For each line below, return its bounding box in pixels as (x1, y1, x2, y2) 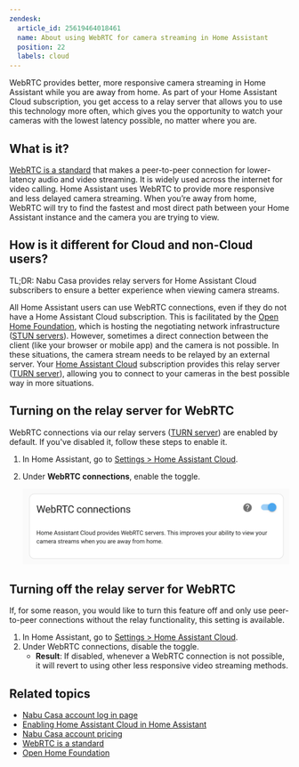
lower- (246, 165, 271, 175)
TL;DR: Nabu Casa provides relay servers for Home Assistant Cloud (9, 275, 257, 286)
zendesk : (9, 14, 42, 23)
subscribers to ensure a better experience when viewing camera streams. (9, 285, 280, 295)
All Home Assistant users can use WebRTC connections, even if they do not (9, 302, 287, 312)
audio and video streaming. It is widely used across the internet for (37, 174, 283, 184)
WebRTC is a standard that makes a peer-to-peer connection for (9, 165, 246, 175)
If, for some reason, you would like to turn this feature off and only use (9, 605, 267, 616)
